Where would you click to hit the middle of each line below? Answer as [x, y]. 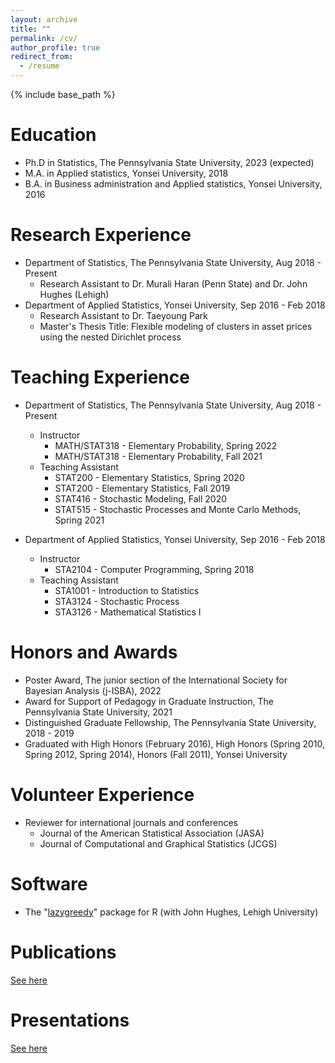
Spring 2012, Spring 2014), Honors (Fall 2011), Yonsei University [156, 754]
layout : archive [44, 19]
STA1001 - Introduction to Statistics [127, 590]
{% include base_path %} [63, 94]
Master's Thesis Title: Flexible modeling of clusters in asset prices [176, 326]
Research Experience [101, 235]
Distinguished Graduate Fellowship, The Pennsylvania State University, [170, 722]
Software [49, 883]
